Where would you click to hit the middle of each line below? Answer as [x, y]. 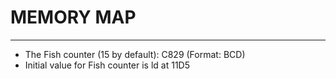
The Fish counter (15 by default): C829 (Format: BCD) [135, 54]
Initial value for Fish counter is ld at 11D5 [107, 65]
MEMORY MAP [73, 17]
